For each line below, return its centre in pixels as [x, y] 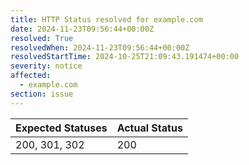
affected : [31, 76]
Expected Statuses [61, 128]
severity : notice [46, 66]
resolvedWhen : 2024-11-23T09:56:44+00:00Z [100, 47]
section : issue [42, 94]
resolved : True [42, 38]
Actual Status [149, 128]
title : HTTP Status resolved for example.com [106, 19]
